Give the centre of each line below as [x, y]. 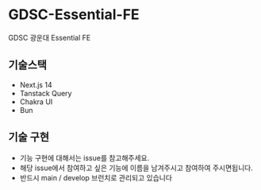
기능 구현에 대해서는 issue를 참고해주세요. [84, 157]
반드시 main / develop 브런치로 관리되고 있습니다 [96, 177]
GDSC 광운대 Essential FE [50, 37]
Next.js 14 [36, 84]
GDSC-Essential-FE [74, 15]
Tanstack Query [46, 93]
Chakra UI [36, 102]
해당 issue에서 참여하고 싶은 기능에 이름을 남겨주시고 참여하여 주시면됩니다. [136, 168]
